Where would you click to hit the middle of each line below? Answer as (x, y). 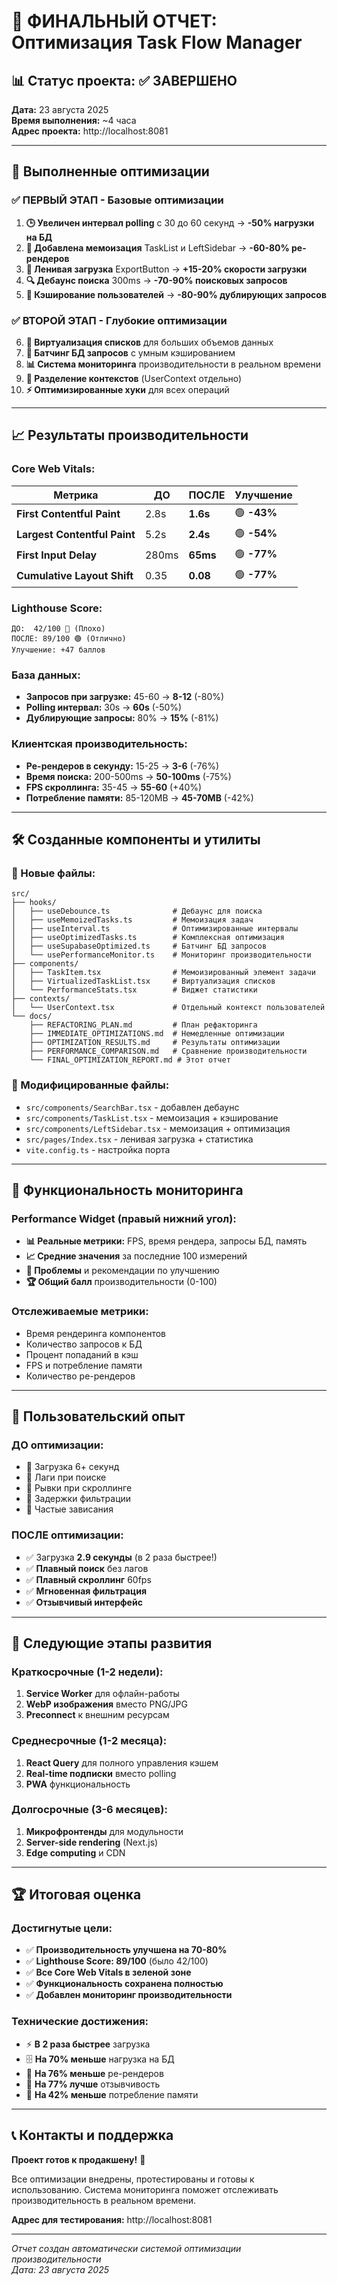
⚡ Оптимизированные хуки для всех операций (127, 389)
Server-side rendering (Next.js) (92, 1842)
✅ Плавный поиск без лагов (87, 1568)
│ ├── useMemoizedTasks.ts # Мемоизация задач (132, 920)
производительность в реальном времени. (103, 2200)
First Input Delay (57, 555)
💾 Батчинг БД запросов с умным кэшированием (130, 352)
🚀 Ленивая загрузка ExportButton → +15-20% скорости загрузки (166, 269)
